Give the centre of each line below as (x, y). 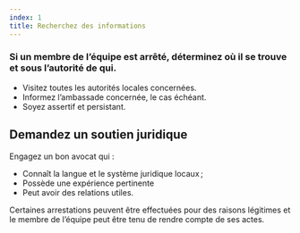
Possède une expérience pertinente (88, 183)
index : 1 (26, 17)
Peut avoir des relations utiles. (78, 192)
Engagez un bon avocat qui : (62, 156)
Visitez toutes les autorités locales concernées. (109, 87)
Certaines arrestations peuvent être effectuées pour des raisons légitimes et (150, 210)
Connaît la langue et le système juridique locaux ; (113, 173)
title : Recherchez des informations (77, 26)
